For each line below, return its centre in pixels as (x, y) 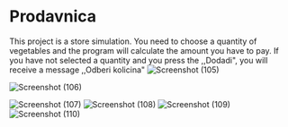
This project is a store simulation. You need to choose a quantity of (133, 41)
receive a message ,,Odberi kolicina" (77, 70)
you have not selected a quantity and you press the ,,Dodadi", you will (139, 60)
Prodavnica (53, 17)
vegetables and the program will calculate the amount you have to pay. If (144, 50)
